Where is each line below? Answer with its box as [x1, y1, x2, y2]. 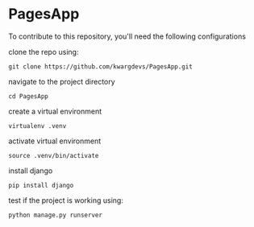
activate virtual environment [8, 136, 102, 146]
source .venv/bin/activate [8, 151, 99, 159]
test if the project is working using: [8, 195, 123, 205]
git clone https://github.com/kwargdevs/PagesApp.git [8, 62, 194, 71]
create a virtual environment [8, 106, 102, 116]
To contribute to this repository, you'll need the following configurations [8, 31, 246, 41]
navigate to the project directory [8, 76, 115, 86]
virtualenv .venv [8, 122, 67, 130]
